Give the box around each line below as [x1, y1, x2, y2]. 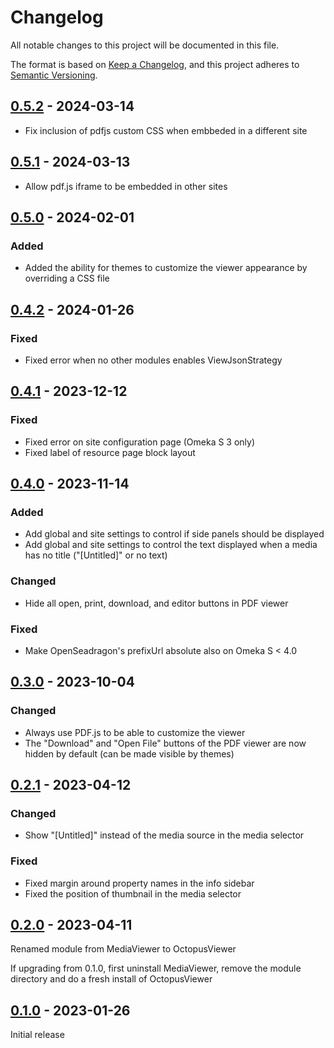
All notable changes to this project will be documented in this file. [10, 39, 280, 51]
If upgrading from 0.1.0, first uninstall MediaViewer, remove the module [10, 962, 302, 975]
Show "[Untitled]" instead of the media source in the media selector [24, 829, 305, 841]
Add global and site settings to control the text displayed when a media [24, 539, 318, 551]
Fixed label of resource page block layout [24, 446, 196, 458]
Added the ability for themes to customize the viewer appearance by [24, 262, 308, 274]
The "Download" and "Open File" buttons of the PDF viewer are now [24, 737, 307, 749]
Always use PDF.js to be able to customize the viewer [24, 726, 246, 738]
